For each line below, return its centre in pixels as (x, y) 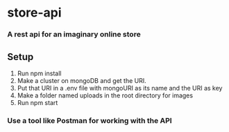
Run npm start (37, 102)
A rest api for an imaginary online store (74, 35)
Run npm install (39, 73)
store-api (34, 13)
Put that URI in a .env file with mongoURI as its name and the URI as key (120, 88)
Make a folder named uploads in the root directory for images (105, 95)
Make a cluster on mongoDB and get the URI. (82, 80)
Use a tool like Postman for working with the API (90, 120)
